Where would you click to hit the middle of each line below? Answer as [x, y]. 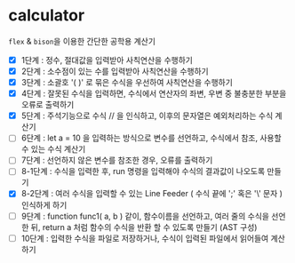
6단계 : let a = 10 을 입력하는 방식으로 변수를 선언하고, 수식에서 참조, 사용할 [151, 138]
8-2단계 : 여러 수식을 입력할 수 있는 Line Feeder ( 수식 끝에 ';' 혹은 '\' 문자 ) [152, 194]
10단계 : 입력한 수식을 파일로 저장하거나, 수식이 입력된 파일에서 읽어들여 [145, 238]
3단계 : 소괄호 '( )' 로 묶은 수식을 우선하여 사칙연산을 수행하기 [127, 83]
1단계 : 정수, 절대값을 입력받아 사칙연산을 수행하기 [107, 60]
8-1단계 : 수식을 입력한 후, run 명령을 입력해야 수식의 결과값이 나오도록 [143, 171]
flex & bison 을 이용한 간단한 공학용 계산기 [82, 41]
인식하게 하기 [44, 204]
